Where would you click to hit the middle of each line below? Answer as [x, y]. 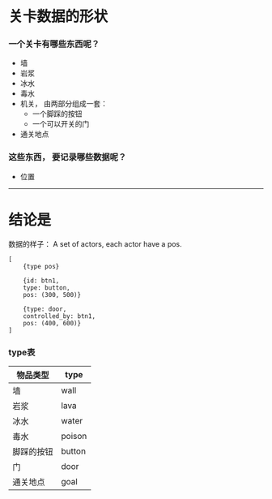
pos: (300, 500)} [52, 295]
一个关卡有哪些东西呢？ [54, 44]
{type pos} [41, 266]
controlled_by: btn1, [59, 316]
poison [74, 437]
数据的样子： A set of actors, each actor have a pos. [95, 243]
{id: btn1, [41, 281]
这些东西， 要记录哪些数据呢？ [68, 157]
